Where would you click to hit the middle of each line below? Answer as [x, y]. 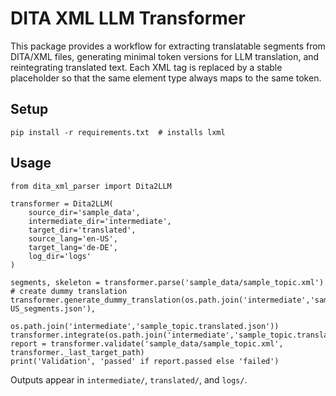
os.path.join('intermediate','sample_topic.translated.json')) [145, 326]
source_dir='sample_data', [84, 212]
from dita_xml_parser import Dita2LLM [91, 186]
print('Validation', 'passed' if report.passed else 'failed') [145, 361]
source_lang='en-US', [73, 238]
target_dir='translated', [82, 230]
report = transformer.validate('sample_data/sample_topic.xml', [147, 343]
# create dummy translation [69, 291]
